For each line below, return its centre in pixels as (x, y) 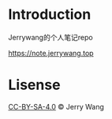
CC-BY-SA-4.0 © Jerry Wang (56, 106)
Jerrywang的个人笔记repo (50, 37)
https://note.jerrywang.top (51, 53)
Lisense (34, 85)
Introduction (50, 15)
